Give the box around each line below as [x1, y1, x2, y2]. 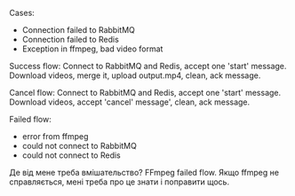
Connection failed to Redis [21, 35, 120, 44]
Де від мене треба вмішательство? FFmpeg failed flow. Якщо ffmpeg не [9, 168, 280, 177]
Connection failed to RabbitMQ [21, 25, 136, 35]
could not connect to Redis [21, 150, 122, 161]
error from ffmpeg [21, 131, 89, 141]
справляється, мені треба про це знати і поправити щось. [9, 176, 229, 187]
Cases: [9, 8, 36, 18]
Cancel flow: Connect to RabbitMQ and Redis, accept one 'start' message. [9, 88, 282, 98]
